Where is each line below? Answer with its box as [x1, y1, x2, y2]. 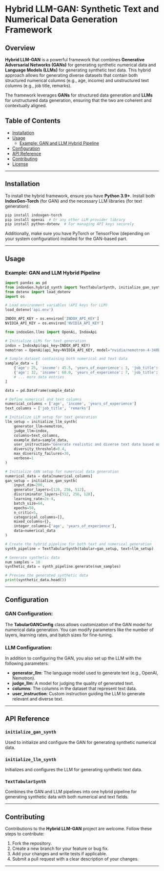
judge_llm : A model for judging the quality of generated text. [12, 681, 134, 686]
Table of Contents [5, 117, 61, 125]
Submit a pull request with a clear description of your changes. [12, 856, 139, 862]
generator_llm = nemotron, [14, 424, 64, 429]
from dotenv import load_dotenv [5, 289, 71, 294]
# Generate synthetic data [5, 555, 60, 560]
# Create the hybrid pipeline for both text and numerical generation [5, 541, 152, 546]
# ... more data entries [14, 375, 64, 379]
